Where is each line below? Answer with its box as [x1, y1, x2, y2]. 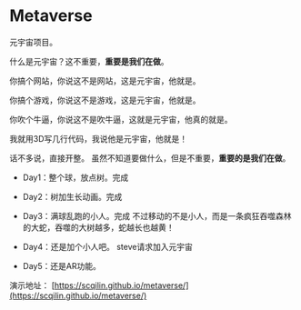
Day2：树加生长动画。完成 [22, 191, 123, 202]
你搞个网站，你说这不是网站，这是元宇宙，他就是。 [9, 75, 201, 86]
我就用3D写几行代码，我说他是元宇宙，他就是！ [9, 133, 188, 144]
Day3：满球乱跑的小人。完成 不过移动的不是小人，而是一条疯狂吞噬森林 [22, 210, 293, 221]
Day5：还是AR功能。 [22, 260, 102, 271]
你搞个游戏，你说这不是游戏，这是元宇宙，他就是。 [9, 95, 201, 105]
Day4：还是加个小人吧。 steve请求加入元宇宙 [22, 241, 193, 252]
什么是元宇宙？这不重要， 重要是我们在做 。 [9, 55, 169, 66]
